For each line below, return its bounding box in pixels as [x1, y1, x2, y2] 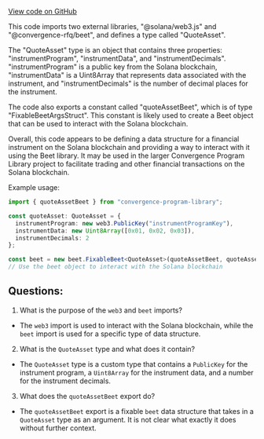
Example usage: [8, 183, 60, 192]
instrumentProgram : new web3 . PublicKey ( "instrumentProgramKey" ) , [15, 219, 234, 227]
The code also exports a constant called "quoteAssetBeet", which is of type [8, 102, 253, 112]
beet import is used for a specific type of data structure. [19, 329, 201, 338]
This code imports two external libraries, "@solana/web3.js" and [8, 22, 217, 31]
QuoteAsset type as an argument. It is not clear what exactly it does [19, 415, 236, 424]
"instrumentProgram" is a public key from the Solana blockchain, [8, 62, 218, 71]
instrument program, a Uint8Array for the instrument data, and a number [19, 368, 254, 377]
